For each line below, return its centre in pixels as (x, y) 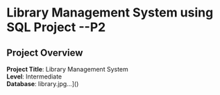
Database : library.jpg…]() (43, 84)
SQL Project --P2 (56, 27)
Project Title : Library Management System (68, 69)
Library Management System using (110, 13)
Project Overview (45, 53)
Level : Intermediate (34, 76)
